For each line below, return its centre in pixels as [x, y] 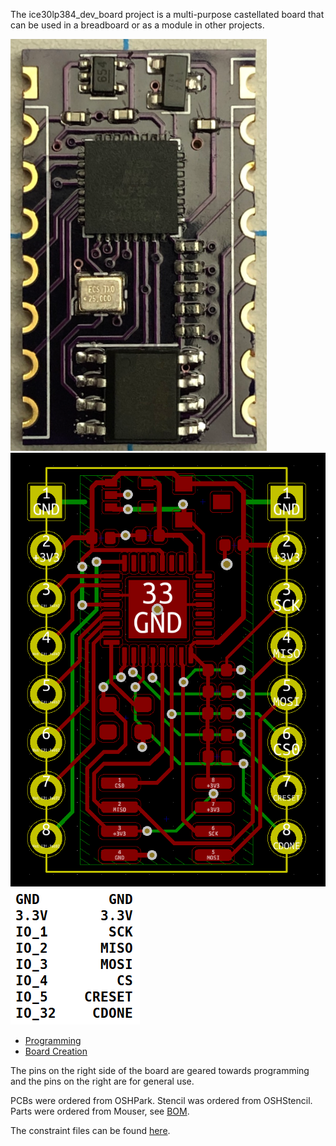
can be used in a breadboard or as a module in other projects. [137, 25]
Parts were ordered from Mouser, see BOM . [100, 1111]
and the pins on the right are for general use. [102, 1081]
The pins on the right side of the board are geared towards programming [160, 1071]
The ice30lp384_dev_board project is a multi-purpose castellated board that [167, 14]
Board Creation [56, 1051]
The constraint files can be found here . [90, 1131]
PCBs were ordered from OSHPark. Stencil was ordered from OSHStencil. [161, 1101]
